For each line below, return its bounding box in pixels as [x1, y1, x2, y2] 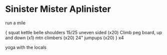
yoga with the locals [5, 44, 46, 50]
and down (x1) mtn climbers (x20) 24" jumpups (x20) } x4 [5, 35, 124, 41]
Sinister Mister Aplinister [5, 3, 111, 15]
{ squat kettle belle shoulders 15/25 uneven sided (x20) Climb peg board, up [5, 29, 162, 35]
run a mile [5, 20, 26, 26]
